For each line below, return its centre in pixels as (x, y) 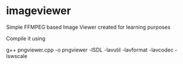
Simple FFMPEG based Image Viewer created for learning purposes (88, 27)
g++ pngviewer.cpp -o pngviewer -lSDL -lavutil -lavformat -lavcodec (90, 50)
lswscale (17, 56)
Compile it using (26, 38)
